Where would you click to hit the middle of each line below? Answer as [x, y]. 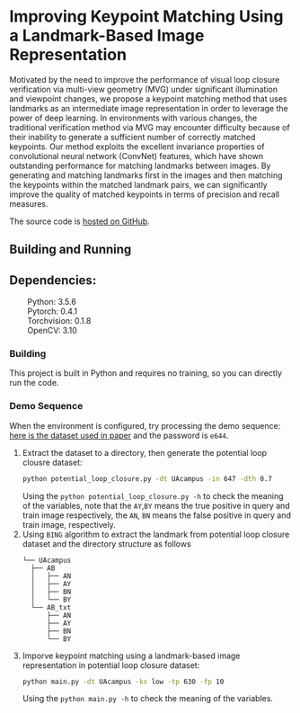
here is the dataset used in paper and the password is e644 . [119, 435]
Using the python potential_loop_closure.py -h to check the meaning [153, 495]
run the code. [34, 383]
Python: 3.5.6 [51, 302]
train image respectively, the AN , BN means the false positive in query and [157, 515]
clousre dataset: [52, 462]
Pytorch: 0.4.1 [52, 311]
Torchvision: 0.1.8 [59, 321]
